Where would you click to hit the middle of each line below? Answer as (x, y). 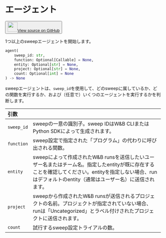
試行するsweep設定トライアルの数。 (75, 228)
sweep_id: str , (30, 55)
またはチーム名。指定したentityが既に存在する (101, 165)
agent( (12, 50)
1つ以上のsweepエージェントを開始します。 (49, 41)
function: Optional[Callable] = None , (54, 60)
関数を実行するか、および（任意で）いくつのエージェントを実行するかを (83, 95)
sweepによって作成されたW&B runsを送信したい (89, 157)
